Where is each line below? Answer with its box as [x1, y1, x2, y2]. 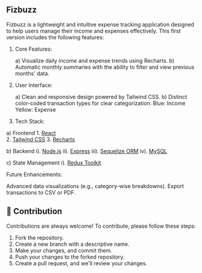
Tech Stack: [14, 118, 45, 125]
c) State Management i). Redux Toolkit [6, 159, 101, 166]
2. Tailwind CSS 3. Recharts [6, 136, 75, 143]
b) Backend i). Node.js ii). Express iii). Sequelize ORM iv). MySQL [6, 147, 168, 154]
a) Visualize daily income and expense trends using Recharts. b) [14, 57, 175, 64]
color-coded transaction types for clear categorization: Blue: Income [14, 99, 186, 107]
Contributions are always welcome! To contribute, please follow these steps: [6, 222, 196, 230]
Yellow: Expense [14, 105, 56, 113]
